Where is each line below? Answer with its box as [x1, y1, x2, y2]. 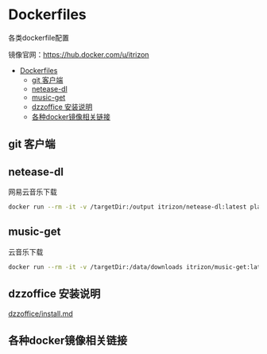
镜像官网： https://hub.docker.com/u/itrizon [8, 49, 149, 59]
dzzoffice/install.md [8, 309, 73, 318]
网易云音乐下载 [8, 187, 57, 196]
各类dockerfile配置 [8, 33, 70, 42]
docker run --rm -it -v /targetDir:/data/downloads [8, 263, 183, 271]
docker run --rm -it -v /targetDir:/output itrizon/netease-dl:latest [8, 203, 247, 212]
